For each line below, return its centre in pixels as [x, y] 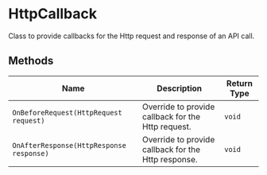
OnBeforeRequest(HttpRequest [67, 113]
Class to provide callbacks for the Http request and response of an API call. [132, 36]
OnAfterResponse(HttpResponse [70, 145]
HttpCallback [53, 14]
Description [180, 88]
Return [239, 83]
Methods [31, 61]
